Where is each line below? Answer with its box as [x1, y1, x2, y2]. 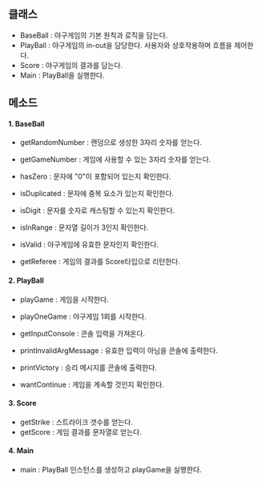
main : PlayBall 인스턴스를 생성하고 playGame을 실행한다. [19, 465, 202, 475]
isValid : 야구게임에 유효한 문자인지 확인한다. [19, 239, 159, 250]
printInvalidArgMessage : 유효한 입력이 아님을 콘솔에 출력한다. [19, 345, 219, 355]
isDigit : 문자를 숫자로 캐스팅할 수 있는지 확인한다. [19, 206, 175, 215]
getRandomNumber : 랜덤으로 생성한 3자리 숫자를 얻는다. [19, 138, 203, 147]
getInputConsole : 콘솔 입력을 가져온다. [19, 328, 146, 338]
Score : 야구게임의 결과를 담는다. [19, 60, 123, 70]
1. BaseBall [8, 118, 46, 128]
